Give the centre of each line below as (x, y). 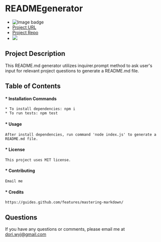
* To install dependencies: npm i (40, 109)
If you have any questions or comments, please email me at (65, 229)
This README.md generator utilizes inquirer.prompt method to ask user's (79, 65)
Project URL (24, 27)
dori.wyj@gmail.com (26, 234)
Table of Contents (33, 86)
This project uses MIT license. (38, 160)
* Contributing (20, 171)
